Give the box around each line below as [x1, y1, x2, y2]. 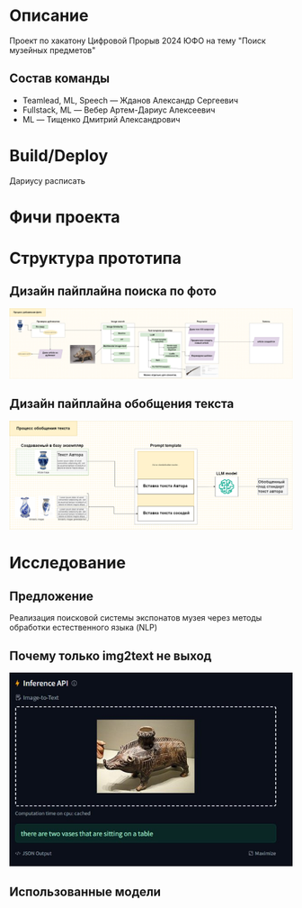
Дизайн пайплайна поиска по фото [9, 284, 218, 299]
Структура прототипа [9, 249, 182, 268]
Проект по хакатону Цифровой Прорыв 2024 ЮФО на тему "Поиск [9, 35, 267, 46]
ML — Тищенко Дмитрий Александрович [22, 113, 181, 124]
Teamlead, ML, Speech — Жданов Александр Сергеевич [22, 95, 239, 105]
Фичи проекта [9, 206, 120, 227]
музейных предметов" [9, 44, 96, 55]
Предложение [9, 588, 94, 604]
